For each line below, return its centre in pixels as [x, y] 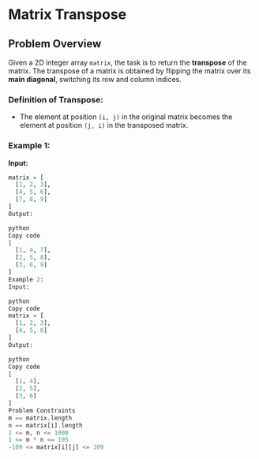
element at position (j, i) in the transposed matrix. [104, 125]
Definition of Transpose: [56, 99]
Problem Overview [55, 44]
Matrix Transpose [68, 15]
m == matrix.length [40, 418]
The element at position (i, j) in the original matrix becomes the [126, 117]
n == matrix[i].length [45, 425]
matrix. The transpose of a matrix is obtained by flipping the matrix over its [129, 71]
